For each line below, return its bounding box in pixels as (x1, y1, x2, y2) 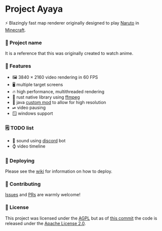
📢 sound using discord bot (12, 137, 66, 143)
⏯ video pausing (12, 104, 46, 110)
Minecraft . (5, 27, 26, 33)
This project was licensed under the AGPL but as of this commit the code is (5, 215, 158, 221)
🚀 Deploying (5, 157, 35, 164)
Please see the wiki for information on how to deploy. (5, 168, 113, 175)
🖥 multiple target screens (12, 81, 63, 87)
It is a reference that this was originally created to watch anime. (5, 51, 134, 56)
